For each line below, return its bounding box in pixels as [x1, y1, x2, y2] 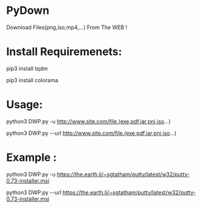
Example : [6, 151, 57, 164]
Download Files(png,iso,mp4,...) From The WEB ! [6, 24, 128, 31]
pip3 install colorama [6, 76, 59, 83]
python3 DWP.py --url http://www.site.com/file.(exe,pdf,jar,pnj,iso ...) [6, 129, 177, 137]
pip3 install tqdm [6, 65, 48, 72]
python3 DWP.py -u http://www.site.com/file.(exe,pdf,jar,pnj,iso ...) [6, 117, 171, 125]
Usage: [6, 98, 44, 112]
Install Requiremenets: [6, 45, 122, 59]
